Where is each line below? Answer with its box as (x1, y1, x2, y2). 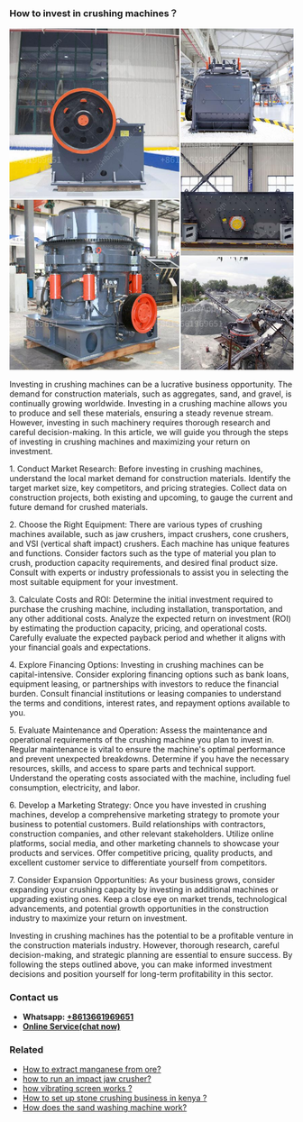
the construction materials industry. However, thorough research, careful (9, 939, 280, 951)
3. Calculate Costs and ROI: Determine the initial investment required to (9, 594, 273, 605)
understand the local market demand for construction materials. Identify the (9, 472, 291, 483)
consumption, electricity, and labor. (9, 781, 141, 793)
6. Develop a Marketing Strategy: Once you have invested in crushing (9, 799, 267, 810)
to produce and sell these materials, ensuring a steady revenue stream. (9, 407, 274, 418)
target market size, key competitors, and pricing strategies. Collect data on (9, 482, 287, 493)
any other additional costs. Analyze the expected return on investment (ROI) (9, 613, 291, 624)
